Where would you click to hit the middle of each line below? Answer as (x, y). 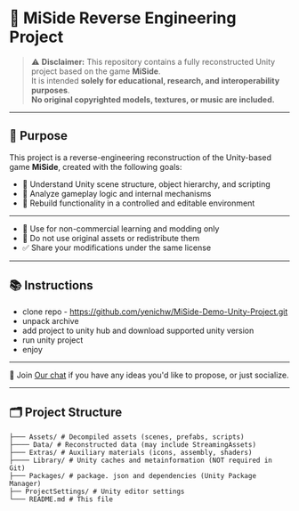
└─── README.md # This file (61, 499)
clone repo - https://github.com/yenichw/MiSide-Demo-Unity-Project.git (155, 312)
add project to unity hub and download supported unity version (138, 330)
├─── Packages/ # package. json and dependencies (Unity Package (133, 476)
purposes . (50, 90)
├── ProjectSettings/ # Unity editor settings (97, 492)
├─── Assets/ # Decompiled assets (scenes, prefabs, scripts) (127, 437)
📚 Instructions (51, 285)
